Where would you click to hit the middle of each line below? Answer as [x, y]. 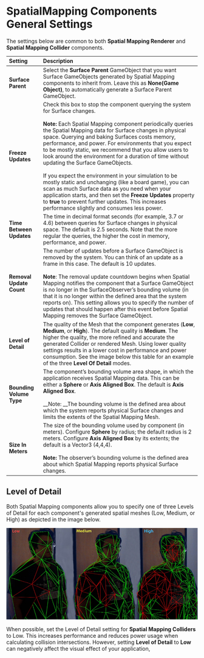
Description [58, 61]
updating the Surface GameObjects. [88, 162]
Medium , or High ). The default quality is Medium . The [110, 331]
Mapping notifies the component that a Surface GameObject [118, 283]
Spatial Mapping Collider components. [55, 48]
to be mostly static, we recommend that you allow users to [116, 149]
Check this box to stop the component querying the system [117, 104]
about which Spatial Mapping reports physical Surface [111, 464]
